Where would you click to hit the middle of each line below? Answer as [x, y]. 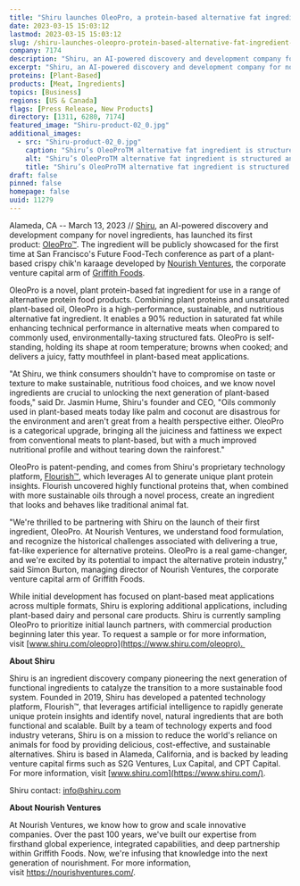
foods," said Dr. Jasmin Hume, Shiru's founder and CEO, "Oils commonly [143, 402]
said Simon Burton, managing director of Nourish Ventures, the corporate [144, 569]
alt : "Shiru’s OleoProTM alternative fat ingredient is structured [153, 158]
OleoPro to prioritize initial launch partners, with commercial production [141, 625]
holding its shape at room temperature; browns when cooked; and [167, 347]
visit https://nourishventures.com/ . [72, 872]
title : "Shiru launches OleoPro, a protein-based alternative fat [135, 17]
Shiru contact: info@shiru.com [65, 790]
